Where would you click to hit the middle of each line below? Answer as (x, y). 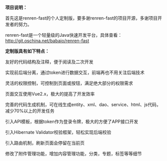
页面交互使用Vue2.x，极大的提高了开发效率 (50, 94)
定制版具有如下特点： (27, 51)
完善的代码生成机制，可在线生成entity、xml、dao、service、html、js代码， (83, 104)
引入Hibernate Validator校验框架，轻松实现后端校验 (58, 132)
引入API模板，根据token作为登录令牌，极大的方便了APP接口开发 (72, 122)
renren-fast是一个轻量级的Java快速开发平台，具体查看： (64, 35)
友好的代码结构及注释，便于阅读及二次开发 (49, 62)
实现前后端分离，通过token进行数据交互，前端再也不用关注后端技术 (75, 72)
